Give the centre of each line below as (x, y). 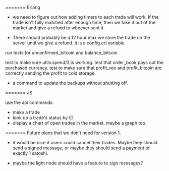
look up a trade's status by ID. (43, 118)
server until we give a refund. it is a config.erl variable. (69, 43)
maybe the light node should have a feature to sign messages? (78, 163)
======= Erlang (23, 7)
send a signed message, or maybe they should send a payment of (81, 148)
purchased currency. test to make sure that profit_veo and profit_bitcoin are (83, 68)
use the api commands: (30, 102)
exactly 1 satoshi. (30, 153)
